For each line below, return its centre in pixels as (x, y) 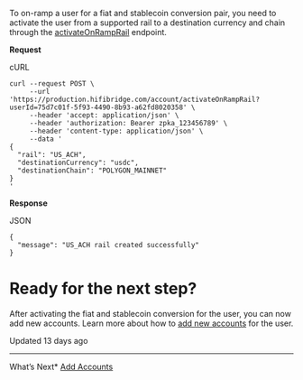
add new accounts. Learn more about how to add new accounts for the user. (151, 323)
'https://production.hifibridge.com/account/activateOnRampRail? (134, 99)
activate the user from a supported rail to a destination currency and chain (147, 23)
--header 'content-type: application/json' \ (116, 131)
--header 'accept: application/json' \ (104, 116)
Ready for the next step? (103, 289)
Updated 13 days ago (49, 340)
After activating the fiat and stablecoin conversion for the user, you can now (150, 313)
